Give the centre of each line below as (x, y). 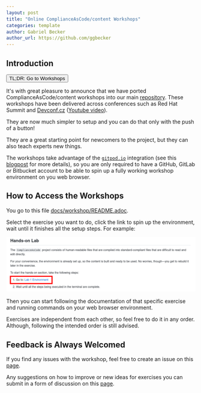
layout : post (22, 13)
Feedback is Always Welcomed (66, 345)
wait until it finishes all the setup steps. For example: (71, 228)
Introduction (30, 63)
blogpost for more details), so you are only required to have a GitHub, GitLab (101, 164)
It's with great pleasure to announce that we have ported (76, 91)
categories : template (33, 25)
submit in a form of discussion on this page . (61, 384)
